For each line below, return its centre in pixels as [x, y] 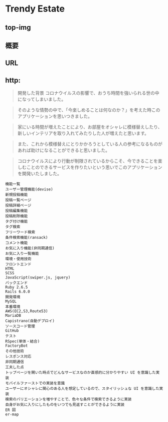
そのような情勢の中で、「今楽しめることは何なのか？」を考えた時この [89, 110]
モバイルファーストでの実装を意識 [35, 383]
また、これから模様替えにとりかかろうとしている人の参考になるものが [90, 144]
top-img [18, 27]
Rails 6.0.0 [18, 292]
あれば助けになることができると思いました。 [64, 150]
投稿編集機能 [17, 211]
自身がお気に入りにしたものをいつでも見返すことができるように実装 [65, 405]
